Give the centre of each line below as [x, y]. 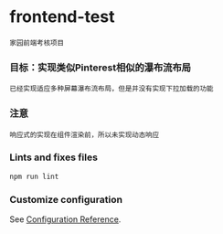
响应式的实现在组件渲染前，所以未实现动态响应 [85, 134]
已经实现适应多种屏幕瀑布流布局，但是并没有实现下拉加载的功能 [111, 89]
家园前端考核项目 [37, 43]
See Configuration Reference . [65, 219]
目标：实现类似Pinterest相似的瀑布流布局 [101, 68]
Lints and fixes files [54, 157]
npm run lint [34, 176]
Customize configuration [66, 199]
